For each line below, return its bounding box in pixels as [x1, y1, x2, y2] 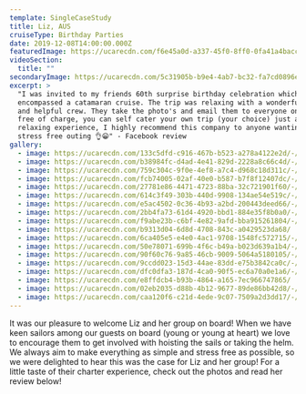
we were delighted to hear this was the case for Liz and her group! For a [9, 356, 280, 367]
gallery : [9, 140, 43, 149]
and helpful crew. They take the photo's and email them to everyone [17, 106, 287, 116]
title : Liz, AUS [9, 22, 71, 31]
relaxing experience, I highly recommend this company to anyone [17, 124, 271, 133]
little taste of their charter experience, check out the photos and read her [9, 366, 283, 377]
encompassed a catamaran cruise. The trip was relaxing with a [17, 97, 262, 107]
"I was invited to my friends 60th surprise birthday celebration [17, 89, 275, 98]
